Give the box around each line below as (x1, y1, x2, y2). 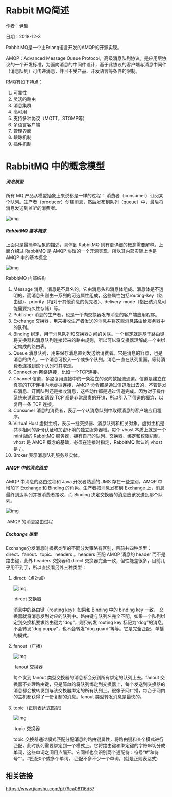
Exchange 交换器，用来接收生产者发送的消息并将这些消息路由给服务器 (13, 318, 161, 324)
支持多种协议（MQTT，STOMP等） (13, 115, 87, 121)
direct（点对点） (13, 575, 48, 581)
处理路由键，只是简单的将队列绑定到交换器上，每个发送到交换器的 (27, 681, 165, 687)
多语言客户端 (13, 121, 40, 128)
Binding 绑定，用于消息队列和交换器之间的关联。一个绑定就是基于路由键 (13, 331, 165, 337)
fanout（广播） (13, 643, 45, 649)
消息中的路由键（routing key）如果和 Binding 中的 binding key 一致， (13, 606, 158, 613)
